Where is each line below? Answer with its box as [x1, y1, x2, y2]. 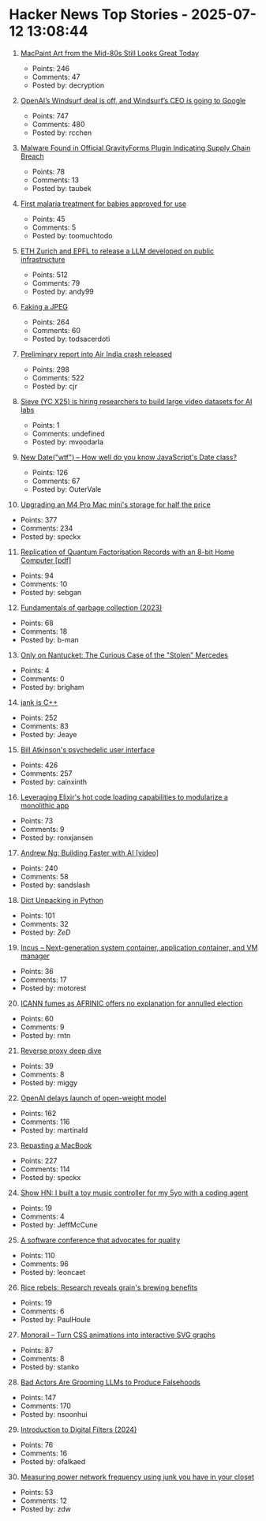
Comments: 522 [32, 373, 85, 382]
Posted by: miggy [20, 1077, 78, 1087]
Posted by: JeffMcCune [20, 1219, 98, 1229]
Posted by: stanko [20, 1362, 80, 1371]
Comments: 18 [20, 626, 68, 636]
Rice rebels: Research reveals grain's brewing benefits [20, 1283, 198, 1292]
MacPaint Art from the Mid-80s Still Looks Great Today [20, 48, 200, 58]
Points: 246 [32, 63, 70, 73]
